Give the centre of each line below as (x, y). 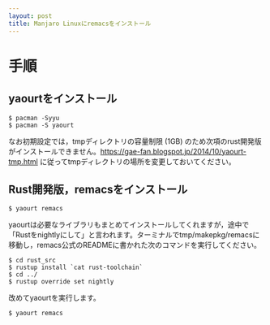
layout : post (30, 16)
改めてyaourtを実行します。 (55, 298)
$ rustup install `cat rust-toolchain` (76, 268)
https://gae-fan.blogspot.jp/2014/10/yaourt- (174, 151)
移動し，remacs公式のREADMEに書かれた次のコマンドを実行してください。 (135, 245)
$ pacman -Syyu (34, 118)
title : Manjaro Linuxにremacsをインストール (80, 24)
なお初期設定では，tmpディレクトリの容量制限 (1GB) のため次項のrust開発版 (135, 141)
